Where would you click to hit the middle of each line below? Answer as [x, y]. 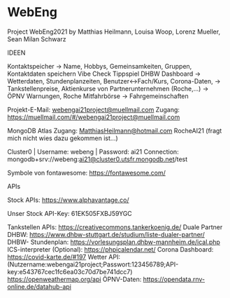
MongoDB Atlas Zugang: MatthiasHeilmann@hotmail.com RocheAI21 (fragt [115, 130]
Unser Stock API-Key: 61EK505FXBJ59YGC [70, 213]
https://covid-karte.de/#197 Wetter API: [64, 257]
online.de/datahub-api [39, 286]
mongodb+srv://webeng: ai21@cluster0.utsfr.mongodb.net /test [98, 159]
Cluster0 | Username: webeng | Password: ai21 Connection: [93, 151]
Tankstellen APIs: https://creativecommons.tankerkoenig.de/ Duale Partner [115, 227]
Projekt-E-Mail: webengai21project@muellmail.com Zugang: [94, 109]
